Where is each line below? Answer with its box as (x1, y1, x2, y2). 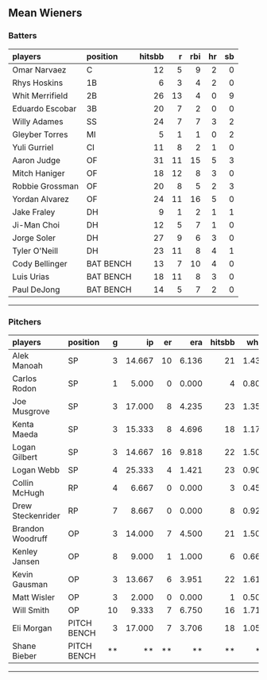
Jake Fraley (12, 206, 56, 217)
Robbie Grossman (12, 181, 79, 192)
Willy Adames (12, 115, 64, 126)
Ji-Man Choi (12, 219, 60, 230)
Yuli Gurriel (12, 142, 54, 153)
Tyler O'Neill (12, 245, 58, 256)
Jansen (12, 556, 40, 567)
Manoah (12, 359, 44, 371)
